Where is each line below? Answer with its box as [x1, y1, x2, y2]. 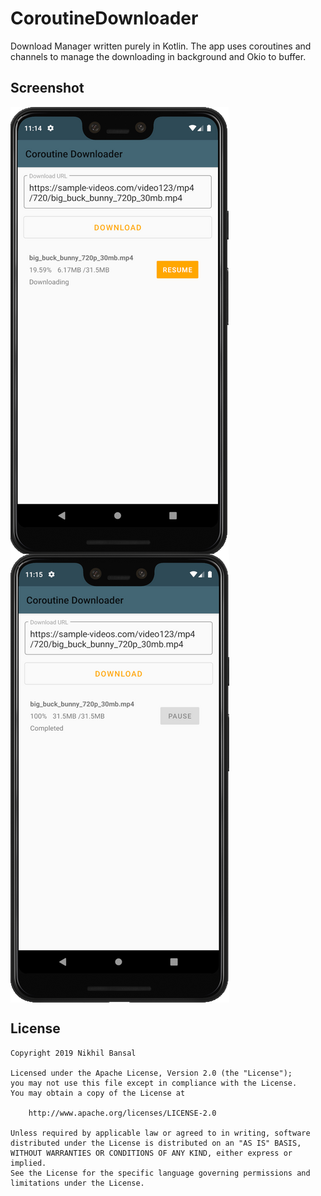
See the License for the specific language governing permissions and [10, 1168, 311, 1178]
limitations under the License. [10, 1178, 145, 1188]
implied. [10, 1158, 47, 1168]
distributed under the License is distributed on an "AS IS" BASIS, [10, 1138, 302, 1148]
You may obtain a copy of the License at [10, 1088, 186, 1098]
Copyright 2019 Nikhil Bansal [10, 1048, 137, 1058]
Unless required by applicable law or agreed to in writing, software [10, 1128, 311, 1138]
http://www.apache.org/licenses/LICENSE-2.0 [28, 1108, 217, 1118]
